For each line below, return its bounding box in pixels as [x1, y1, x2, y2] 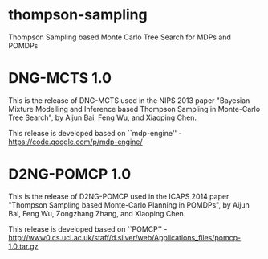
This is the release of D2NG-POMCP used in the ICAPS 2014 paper [8, 191, 229, 201]
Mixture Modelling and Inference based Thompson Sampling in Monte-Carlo [8, 104, 261, 113]
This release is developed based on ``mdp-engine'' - [8, 128, 182, 138]
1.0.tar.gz [8, 241, 39, 251]
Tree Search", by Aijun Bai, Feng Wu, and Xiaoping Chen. [8, 113, 197, 122]
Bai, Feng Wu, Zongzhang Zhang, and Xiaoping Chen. [8, 208, 186, 218]
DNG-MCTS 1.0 [8, 69, 112, 88]
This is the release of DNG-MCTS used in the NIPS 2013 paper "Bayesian [8, 95, 250, 105]
